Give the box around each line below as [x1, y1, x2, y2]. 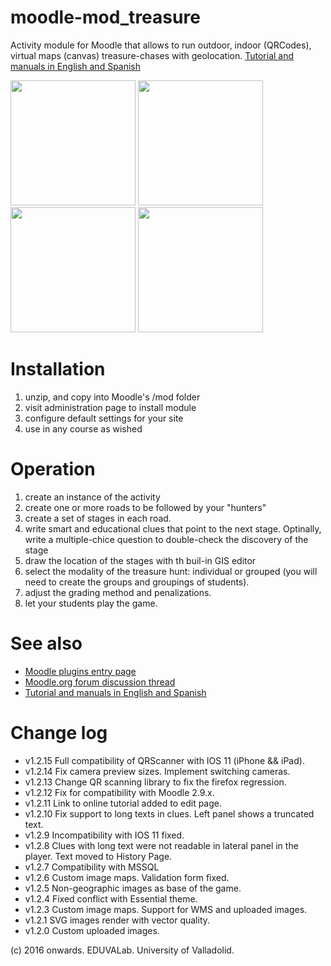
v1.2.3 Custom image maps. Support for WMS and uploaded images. [24, 903, 308, 915]
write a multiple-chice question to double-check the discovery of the [24, 533, 309, 545]
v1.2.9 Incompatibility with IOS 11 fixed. [24, 829, 185, 841]
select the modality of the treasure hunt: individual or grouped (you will [24, 565, 318, 577]
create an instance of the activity [24, 491, 161, 503]
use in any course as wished [24, 422, 143, 435]
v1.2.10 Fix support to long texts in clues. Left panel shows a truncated [24, 807, 315, 820]
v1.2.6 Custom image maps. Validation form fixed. [24, 871, 230, 883]
